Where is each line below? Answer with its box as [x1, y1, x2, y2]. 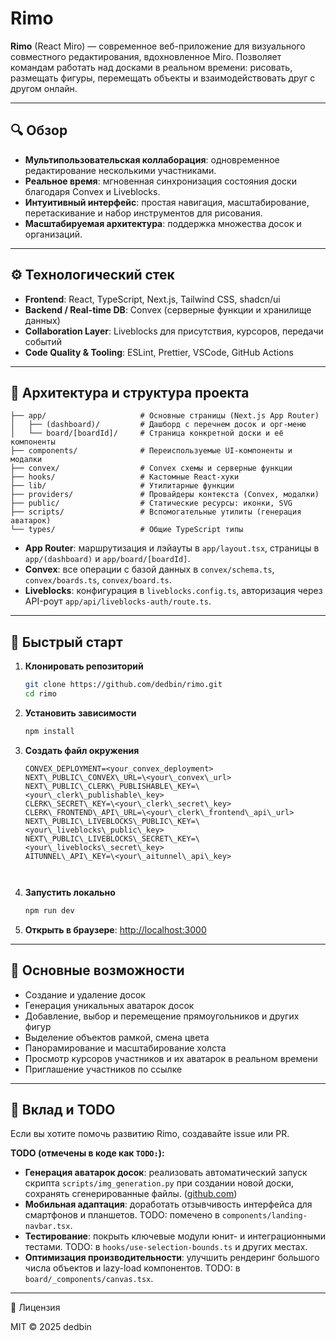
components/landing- [221, 1211, 308, 1221]
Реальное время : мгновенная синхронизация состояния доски [24, 175, 297, 187]
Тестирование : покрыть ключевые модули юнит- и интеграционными [24, 1230, 326, 1242]
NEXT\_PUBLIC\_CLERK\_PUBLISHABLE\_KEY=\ [24, 781, 200, 791]
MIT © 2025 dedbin [10, 1321, 92, 1333]
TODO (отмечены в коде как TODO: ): [10, 1147, 165, 1159]
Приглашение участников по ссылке [24, 1063, 183, 1075]
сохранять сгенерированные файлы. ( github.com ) [24, 1188, 238, 1200]
